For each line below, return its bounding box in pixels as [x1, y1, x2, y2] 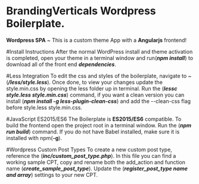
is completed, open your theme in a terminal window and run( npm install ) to [6, 54, 194, 61]
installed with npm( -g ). [6, 134, 63, 141]
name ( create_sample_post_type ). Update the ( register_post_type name [6, 165, 188, 172]
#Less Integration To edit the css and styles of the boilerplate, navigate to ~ [6, 72, 192, 79]
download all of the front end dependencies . [6, 61, 116, 68]
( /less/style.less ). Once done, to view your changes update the [6, 79, 163, 86]
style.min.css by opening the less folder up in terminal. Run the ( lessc [6, 85, 178, 92]
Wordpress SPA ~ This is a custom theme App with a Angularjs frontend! [6, 36, 187, 43]
